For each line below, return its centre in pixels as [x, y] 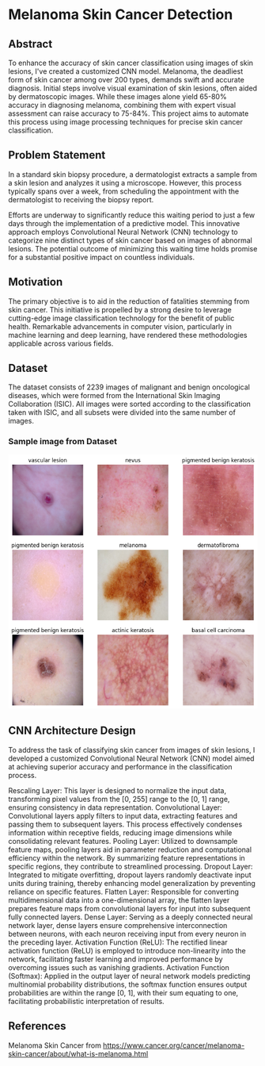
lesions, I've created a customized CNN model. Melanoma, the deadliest [126, 71]
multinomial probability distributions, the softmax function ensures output [128, 984]
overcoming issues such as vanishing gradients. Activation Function [119, 967]
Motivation [36, 282]
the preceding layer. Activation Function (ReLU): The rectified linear [118, 942]
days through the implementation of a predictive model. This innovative [124, 223]
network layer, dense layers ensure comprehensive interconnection [118, 925]
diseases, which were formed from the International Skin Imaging [114, 396]
